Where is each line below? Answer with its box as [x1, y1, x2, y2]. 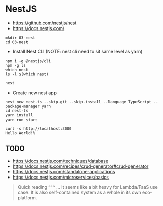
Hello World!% [5, 130, 36, 135]
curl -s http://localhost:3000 [5, 126, 72, 131]
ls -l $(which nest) [5, 72, 49, 77]
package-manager [5, 104, 40, 109]
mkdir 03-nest [5, 35, 36, 40]
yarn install [5, 112, 33, 117]
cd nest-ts [5, 108, 29, 113]
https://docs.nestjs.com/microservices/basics [12, 174, 110, 180]
